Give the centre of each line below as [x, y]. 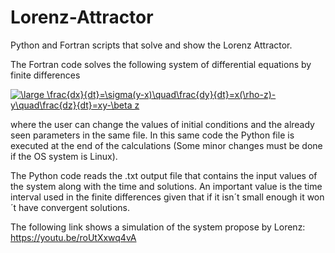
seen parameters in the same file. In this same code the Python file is [152, 135]
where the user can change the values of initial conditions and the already [162, 124]
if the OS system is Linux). [64, 156]
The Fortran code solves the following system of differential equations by [161, 64]
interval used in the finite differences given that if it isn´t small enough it [157, 197]
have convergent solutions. [74, 207]
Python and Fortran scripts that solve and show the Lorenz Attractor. [151, 45]
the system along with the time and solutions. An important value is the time [166, 186]
